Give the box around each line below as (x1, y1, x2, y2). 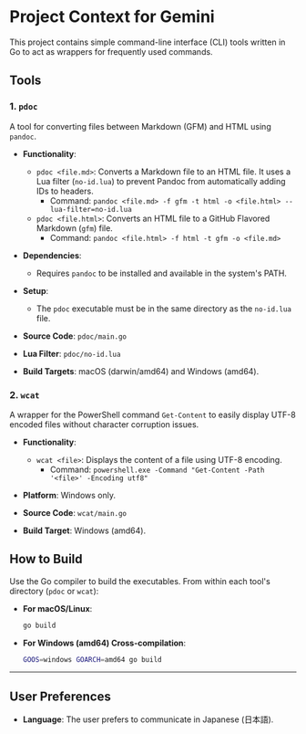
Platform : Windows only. (22, 489, 117, 500)
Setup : (22, 285, 49, 296)
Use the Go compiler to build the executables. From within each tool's (9, 575, 270, 586)
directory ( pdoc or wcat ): (9, 585, 99, 596)
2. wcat (9, 388, 40, 401)
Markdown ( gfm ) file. (36, 222, 114, 234)
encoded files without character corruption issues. (9, 418, 199, 430)
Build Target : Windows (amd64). (22, 525, 147, 536)
